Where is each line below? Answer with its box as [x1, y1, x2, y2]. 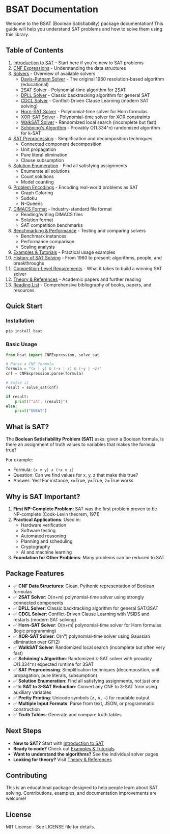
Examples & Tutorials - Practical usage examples [13, 249, 116, 255]
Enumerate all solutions [20, 168, 70, 174]
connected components [13, 600, 64, 606]
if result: [6, 394, 29, 399]
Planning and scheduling [20, 538, 73, 544]
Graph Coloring [20, 190, 53, 196]
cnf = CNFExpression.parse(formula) [6, 371, 83, 376]
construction [13, 706, 40, 712]
